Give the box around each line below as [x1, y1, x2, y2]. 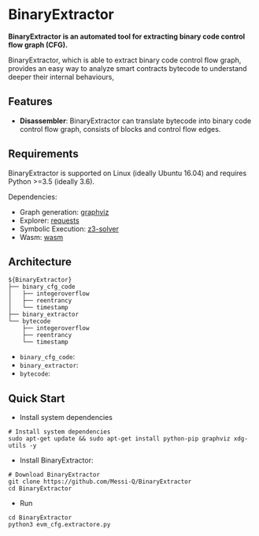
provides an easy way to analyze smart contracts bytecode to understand [8, 63, 247, 73]
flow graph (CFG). [8, 39, 68, 49]
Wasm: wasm [19, 232, 64, 242]
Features [8, 95, 53, 108]
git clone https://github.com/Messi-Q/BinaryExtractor [8, 478, 192, 486]
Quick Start [8, 392, 65, 405]
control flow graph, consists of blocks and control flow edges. [19, 124, 221, 133]
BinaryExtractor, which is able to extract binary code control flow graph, [8, 55, 242, 65]
